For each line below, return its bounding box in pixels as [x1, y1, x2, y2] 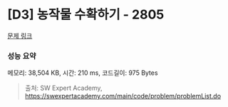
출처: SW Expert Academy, [24, 83, 103, 93]
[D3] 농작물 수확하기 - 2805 [7, 6, 165, 23]
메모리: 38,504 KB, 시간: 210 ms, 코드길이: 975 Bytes [7, 68, 158, 77]
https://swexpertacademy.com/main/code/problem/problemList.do [24, 92, 222, 101]
